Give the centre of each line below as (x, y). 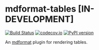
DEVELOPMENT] (39, 19)
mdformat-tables (41, 9)
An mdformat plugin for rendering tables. (46, 42)
